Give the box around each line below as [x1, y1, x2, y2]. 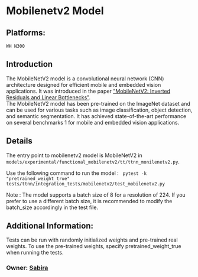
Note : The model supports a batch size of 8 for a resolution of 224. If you [6, 191, 186, 198]
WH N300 [6, 43, 25, 49]
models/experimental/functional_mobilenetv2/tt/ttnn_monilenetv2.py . [6, 158, 180, 165]
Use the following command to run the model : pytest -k [6, 170, 147, 177]
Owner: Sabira [6, 264, 48, 272]
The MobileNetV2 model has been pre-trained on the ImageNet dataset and [6, 100, 190, 107]
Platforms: [6, 28, 46, 38]
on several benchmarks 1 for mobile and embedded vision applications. [6, 119, 180, 126]
